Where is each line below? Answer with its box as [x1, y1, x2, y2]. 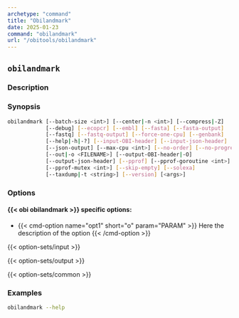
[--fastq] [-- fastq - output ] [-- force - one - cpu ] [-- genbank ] [45, 131, 224, 139]
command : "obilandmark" [7, 30, 78, 38]
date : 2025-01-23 [7, 23, 59, 31]
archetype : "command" [7, 10, 72, 18]
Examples [7, 287, 43, 297]
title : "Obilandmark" [7, 17, 72, 24]
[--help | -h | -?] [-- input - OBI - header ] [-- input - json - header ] [45, 138, 228, 145]
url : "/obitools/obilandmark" [7, 37, 97, 44]
